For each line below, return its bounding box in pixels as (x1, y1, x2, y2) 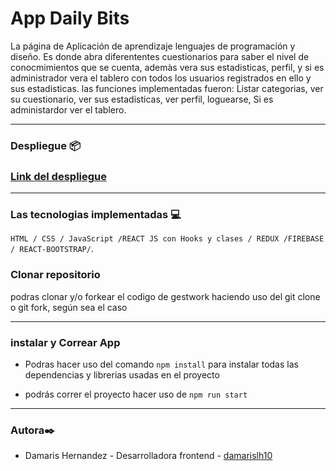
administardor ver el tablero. (10, 103, 127, 116)
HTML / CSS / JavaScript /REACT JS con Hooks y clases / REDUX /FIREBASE (10, 234, 325, 244)
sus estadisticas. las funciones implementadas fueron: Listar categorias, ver (10, 82, 324, 94)
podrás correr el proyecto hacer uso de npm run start (24, 388, 248, 401)
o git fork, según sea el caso (10, 301, 128, 313)
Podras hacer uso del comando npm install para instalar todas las (24, 358, 299, 371)
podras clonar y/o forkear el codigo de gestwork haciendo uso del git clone (10, 290, 321, 302)
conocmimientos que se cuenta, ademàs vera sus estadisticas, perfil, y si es (10, 61, 325, 73)
